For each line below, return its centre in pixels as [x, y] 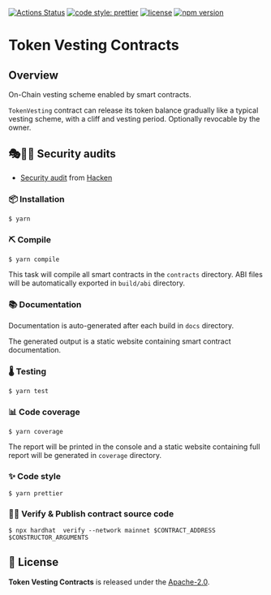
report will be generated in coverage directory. [85, 456]
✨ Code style [34, 477]
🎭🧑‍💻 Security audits [62, 154]
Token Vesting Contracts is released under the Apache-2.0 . [109, 582]
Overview [34, 75]
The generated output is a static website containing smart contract [120, 341]
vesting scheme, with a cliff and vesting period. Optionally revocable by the [134, 119]
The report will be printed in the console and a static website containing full [134, 447]
